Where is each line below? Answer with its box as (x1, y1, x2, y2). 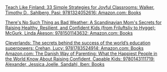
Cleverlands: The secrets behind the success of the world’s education (5, 40, 150, 46)
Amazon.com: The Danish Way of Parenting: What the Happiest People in (5, 50, 157, 56)
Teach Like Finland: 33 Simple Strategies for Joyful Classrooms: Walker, (5, 5, 155, 10)
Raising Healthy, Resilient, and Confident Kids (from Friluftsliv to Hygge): (5, 25, 156, 31)
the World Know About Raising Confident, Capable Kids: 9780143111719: (5, 56, 155, 62)
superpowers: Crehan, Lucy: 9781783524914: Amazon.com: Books (5, 45, 144, 51)
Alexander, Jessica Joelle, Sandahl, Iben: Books (5, 61, 105, 67)
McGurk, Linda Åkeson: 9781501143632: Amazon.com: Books (5, 30, 133, 36)
